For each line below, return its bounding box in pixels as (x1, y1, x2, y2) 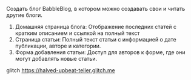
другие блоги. (6, 11, 42, 19)
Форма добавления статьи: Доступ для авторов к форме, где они (15, 49, 186, 56)
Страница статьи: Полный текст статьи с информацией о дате (15, 36, 177, 43)
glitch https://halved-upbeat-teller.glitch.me (6, 67, 115, 74)
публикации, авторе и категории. (15, 42, 101, 49)
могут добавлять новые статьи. (15, 55, 98, 62)
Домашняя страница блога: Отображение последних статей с (15, 23, 177, 30)
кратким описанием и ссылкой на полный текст (15, 29, 140, 37)
